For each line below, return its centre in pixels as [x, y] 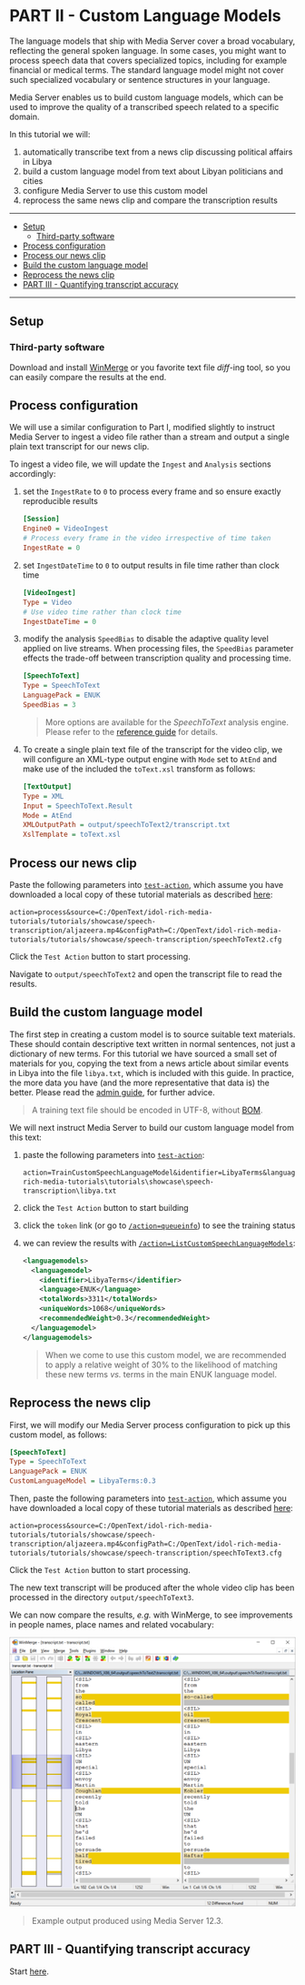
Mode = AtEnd [47, 815]
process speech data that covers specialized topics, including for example [148, 60]
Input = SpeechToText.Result [78, 806]
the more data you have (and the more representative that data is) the [139, 1083]
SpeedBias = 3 [49, 705]
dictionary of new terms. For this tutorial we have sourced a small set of [143, 1053]
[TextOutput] [47, 786]
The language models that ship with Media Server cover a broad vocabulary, [152, 41]
